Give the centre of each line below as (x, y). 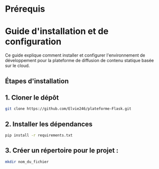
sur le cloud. (18, 66)
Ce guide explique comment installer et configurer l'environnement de (75, 55)
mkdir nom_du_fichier (27, 162)
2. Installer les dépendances (49, 124)
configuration (33, 42)
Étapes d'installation (37, 81)
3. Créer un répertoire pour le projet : (62, 151)
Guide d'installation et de (57, 32)
